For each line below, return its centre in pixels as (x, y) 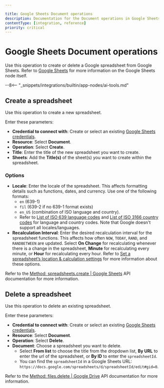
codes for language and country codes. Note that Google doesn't (85, 222)
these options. (27, 264)
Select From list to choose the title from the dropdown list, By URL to (89, 351)
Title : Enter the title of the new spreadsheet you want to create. (76, 152)
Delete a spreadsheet (38, 294)
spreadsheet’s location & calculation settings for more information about (84, 259)
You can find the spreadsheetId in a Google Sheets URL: (76, 362)
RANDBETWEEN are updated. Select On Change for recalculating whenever (84, 243)
